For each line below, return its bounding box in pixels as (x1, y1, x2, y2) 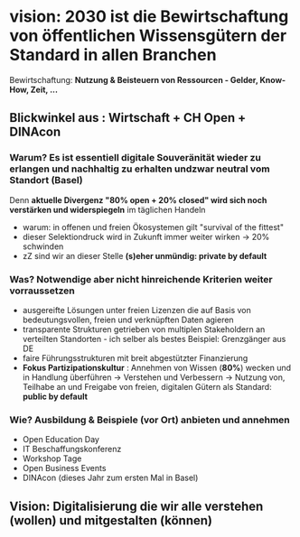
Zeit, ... (30, 84, 59, 95)
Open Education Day (22, 434, 99, 445)
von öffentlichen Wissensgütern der (9, 25, 287, 46)
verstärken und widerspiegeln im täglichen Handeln (9, 204, 206, 215)
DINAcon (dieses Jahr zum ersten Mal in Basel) (22, 472, 199, 484)
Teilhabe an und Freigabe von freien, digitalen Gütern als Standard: (22, 381, 273, 392)
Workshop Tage (22, 453, 82, 464)
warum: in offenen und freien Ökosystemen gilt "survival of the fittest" (22, 221, 285, 232)
